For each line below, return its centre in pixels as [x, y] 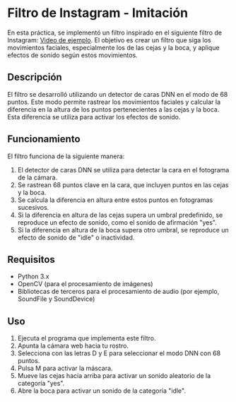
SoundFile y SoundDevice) [56, 299]
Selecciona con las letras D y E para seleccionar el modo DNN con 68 [119, 353]
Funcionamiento [44, 139]
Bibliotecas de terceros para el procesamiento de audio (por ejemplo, [118, 292]
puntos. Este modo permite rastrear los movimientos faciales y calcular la [114, 102]
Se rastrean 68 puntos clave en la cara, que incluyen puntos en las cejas [123, 184]
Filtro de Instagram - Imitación [98, 13]
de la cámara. [37, 177]
